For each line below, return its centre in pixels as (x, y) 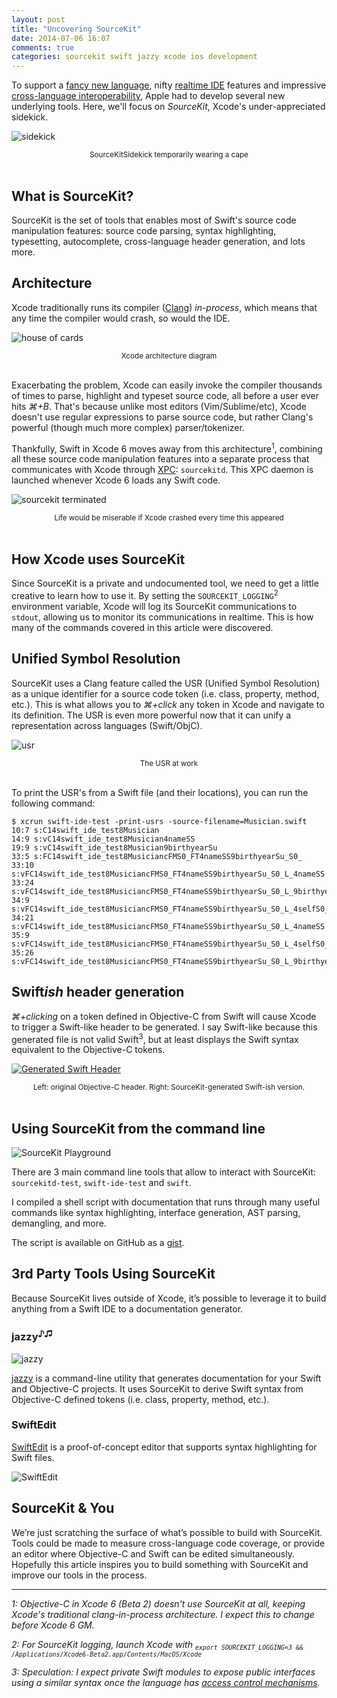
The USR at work (169, 763)
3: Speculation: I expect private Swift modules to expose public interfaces (163, 1672)
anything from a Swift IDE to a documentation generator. (127, 1308)
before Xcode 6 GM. (53, 1625)
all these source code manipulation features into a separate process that (160, 459)
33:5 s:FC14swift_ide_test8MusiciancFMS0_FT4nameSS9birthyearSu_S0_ (157, 856)
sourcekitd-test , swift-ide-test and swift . (102, 1182)
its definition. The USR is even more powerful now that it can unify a (151, 715)
